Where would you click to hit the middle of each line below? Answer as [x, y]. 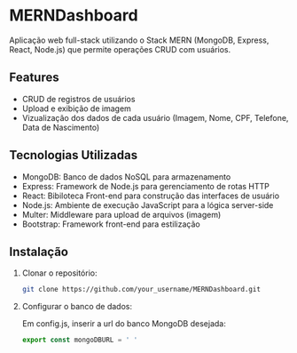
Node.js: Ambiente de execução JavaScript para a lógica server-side [148, 205]
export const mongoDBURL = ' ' [80, 340]
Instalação [39, 251]
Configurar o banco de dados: [77, 307]
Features [34, 78]
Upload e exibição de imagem [76, 108]
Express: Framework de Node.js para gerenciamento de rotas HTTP [146, 186]
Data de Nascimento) [61, 127]
